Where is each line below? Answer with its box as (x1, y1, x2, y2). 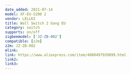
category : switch (5, 25, 40, 30)
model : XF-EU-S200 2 (5, 12, 47, 17)
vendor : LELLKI (5, 16, 36, 21)
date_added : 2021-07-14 (5, 7, 53, 12)
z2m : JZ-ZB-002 (5, 43, 36, 48)
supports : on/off (5, 30, 40, 35)
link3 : (5, 61, 18, 66)
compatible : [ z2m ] (5, 39, 42, 44)
